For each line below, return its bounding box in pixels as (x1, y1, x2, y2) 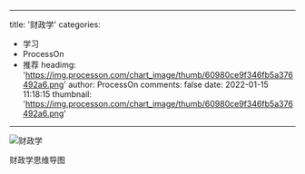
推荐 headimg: (22, 60, 77, 70)
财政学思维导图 (9, 155, 65, 165)
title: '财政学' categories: (9, 19, 102, 30)
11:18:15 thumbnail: (22, 89, 93, 100)
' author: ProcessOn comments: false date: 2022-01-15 (63, 79, 270, 90)
